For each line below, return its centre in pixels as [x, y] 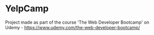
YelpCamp [27, 9]
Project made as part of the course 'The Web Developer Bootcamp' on [77, 22]
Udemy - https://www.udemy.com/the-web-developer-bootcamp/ [73, 27]
